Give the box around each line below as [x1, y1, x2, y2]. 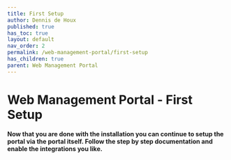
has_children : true [7, 56, 64, 63]
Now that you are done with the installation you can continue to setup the [7, 129, 224, 138]
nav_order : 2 [7, 42, 45, 49]
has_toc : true [7, 29, 49, 37]
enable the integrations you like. [7, 144, 103, 153]
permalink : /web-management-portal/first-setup [7, 49, 149, 56]
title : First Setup [7, 10, 64, 17]
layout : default [7, 36, 54, 43]
